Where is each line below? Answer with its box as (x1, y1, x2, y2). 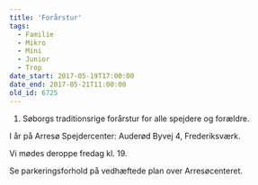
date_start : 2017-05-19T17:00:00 (9, 72, 135, 81)
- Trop (17, 64, 42, 73)
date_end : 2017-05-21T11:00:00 (9, 80, 127, 89)
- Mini (17, 47, 42, 56)
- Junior (17, 55, 50, 64)
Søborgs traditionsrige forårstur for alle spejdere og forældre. (22, 113, 250, 124)
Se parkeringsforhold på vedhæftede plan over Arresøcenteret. (9, 165, 243, 176)
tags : (9, 22, 30, 31)
